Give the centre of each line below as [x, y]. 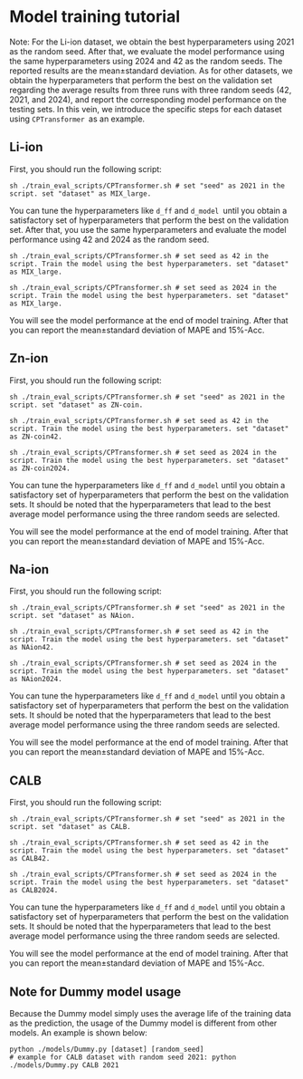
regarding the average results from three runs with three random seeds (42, [151, 90]
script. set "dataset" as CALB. [70, 827]
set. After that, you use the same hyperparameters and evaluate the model [148, 229]
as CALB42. [30, 859]
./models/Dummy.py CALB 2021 [64, 1065]
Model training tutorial [95, 17]
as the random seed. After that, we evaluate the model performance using [147, 51]
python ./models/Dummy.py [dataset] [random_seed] [107, 1049]
